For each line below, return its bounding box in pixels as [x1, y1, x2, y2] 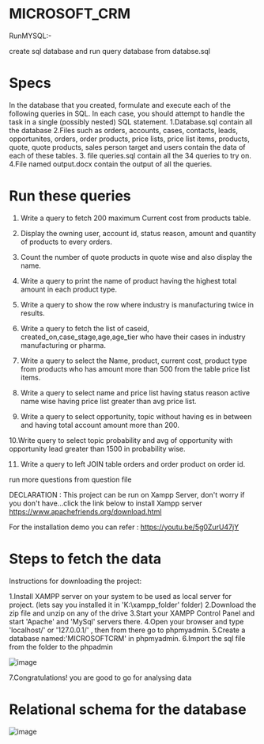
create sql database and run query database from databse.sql [9, 46, 211, 55]
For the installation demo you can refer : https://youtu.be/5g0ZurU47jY [9, 522, 239, 532]
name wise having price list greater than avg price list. [20, 396, 197, 406]
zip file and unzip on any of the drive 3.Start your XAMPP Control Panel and [9, 608, 255, 618]
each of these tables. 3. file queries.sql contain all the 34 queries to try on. [9, 151, 252, 160]
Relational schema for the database [9, 700, 247, 718]
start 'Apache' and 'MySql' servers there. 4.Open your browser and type [9, 616, 244, 626]
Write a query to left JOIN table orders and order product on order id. [20, 459, 246, 468]
